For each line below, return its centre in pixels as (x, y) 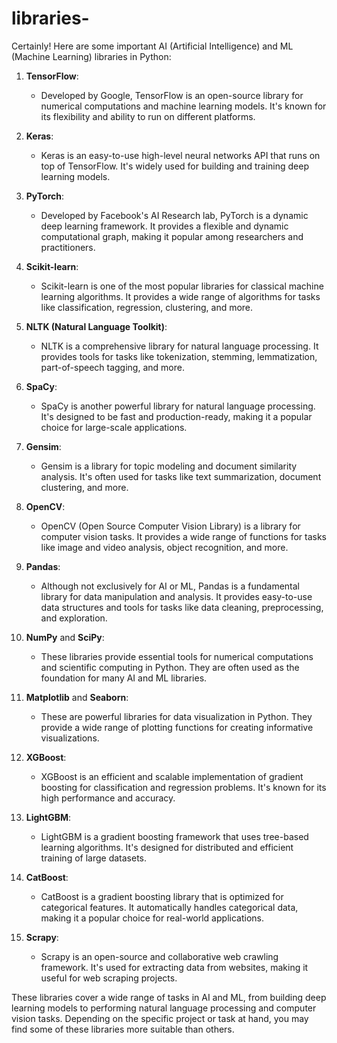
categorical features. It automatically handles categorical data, (169, 907)
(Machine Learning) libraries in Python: (91, 56)
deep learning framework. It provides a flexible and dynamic (164, 226)
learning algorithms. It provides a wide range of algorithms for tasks (180, 296)
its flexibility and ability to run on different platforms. (148, 116)
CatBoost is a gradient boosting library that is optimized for (162, 896)
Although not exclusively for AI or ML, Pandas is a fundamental (170, 586)
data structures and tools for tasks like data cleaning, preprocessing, (182, 607)
